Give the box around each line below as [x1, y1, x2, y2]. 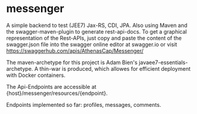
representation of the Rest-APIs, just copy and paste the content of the [6, 34, 182, 41]
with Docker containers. [6, 71, 66, 79]
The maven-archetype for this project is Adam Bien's [6, 59, 138, 66]
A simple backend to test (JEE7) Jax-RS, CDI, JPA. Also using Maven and [6, 22, 188, 29]
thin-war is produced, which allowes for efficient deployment [39, 65, 191, 72]
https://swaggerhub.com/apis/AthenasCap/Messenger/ [6, 47, 144, 54]
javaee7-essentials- [139, 59, 188, 66]
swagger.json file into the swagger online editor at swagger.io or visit [6, 41, 178, 48]
